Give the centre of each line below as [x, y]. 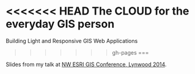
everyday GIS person [60, 24]
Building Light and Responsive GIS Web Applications [72, 41]
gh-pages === [131, 52]
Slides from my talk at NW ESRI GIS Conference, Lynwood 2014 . [86, 64]
